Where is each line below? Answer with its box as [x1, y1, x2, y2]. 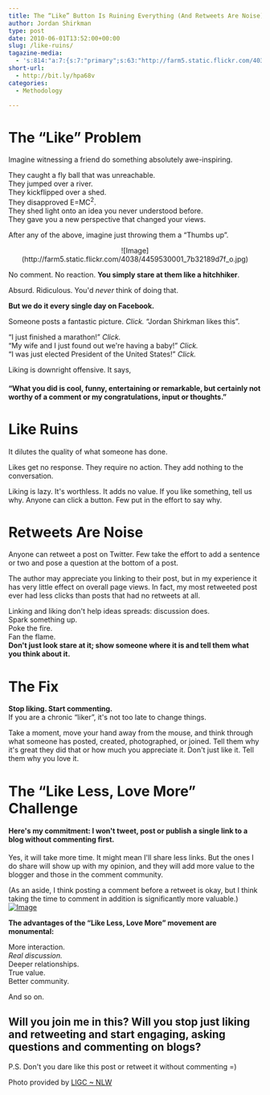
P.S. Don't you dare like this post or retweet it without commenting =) [8, 1061, 237, 1071]
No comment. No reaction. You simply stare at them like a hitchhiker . [8, 270, 240, 279]
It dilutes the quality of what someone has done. [8, 447, 168, 456]
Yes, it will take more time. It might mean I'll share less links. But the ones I [8, 852, 255, 862]
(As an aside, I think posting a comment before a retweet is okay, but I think [8, 885, 258, 895]
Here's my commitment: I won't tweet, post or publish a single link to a [8, 826, 248, 836]
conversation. [8, 471, 54, 480]
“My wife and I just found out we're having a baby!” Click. [8, 340, 198, 350]
